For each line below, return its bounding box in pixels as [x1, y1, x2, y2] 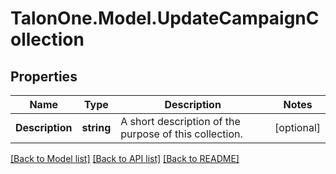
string [81, 121, 112, 134]
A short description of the [120, 115, 241, 128]
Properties [10, 68, 78, 85]
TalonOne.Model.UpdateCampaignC [10, 7, 320, 30]
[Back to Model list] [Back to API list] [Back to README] [10, 153, 240, 164]
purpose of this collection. [120, 127, 243, 141]
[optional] [274, 121, 321, 134]
